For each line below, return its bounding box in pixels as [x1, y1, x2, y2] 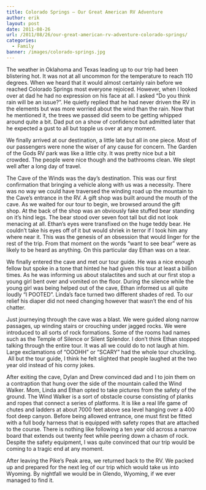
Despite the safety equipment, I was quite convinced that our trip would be [6, 438, 195, 446]
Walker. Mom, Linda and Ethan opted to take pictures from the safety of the [6, 386, 196, 394]
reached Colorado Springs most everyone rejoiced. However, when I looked [6, 85, 198, 93]
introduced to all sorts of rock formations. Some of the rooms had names [6, 329, 191, 336]
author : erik [6, 15, 40, 21]
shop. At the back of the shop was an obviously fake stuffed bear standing [6, 207, 195, 214]
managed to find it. [6, 476, 54, 484]
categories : [6, 37, 37, 44]
